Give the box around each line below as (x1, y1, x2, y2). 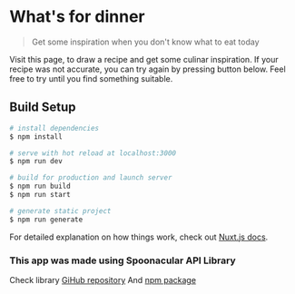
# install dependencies (9, 123, 100, 132)
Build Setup (9, 100, 76, 115)
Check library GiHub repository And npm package (9, 274, 197, 285)
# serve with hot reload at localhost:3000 (9, 148, 177, 158)
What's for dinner (9, 6, 145, 27)
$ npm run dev (9, 157, 64, 166)
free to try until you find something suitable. (9, 73, 173, 83)
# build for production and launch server (9, 173, 172, 182)
